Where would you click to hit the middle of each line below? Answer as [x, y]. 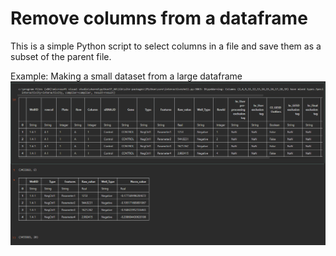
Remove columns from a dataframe [159, 18]
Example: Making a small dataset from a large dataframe [126, 76]
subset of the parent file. [61, 56]
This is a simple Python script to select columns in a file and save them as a [166, 46]
